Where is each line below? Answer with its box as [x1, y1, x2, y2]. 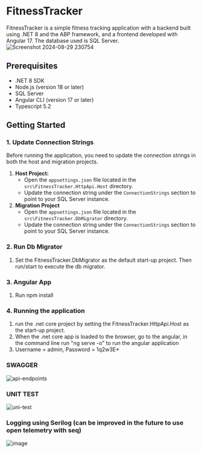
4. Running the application [6, 306, 86, 315]
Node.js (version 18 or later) [14, 83, 84, 90]
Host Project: [14, 170, 49, 177]
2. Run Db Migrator [6, 242, 63, 251]
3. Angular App [6, 277, 52, 286]
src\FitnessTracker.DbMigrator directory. [24, 215, 128, 222]
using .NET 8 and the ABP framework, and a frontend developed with [6, 30, 178, 37]
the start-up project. [14, 327, 65, 334]
